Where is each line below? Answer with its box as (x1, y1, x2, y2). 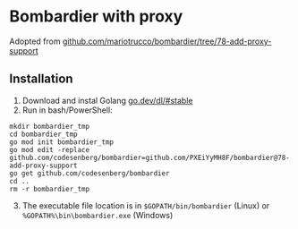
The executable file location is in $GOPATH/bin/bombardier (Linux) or (21, 199, 270, 211)
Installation (9, 72, 73, 87)
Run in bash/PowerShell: (21, 105, 114, 115)
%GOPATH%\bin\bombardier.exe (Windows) (21, 209, 174, 220)
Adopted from (9, 36, 61, 47)
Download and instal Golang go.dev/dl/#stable (21, 95, 193, 106)
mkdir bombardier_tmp (9, 122, 90, 131)
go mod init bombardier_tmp (9, 137, 115, 147)
